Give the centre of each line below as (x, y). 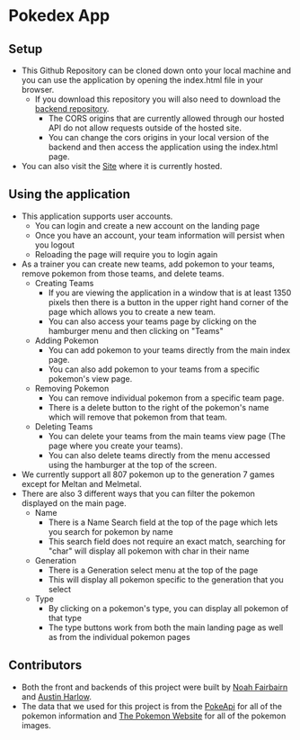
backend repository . (72, 108)
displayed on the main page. (74, 503)
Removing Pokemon (72, 388)
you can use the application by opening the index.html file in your (142, 80)
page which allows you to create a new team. (132, 311)
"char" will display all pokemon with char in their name (149, 551)
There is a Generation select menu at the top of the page (153, 570)
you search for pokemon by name (110, 531)
